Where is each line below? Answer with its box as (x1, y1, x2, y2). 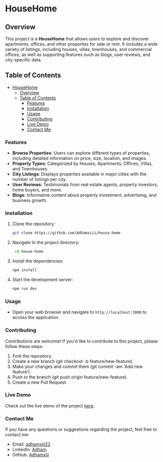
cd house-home (14, 249, 44, 254)
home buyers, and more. (12, 187, 63, 193)
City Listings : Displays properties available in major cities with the (12, 171, 147, 177)
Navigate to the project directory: (12, 240, 80, 246)
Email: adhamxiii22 (12, 441, 51, 447)
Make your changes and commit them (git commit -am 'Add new (12, 363, 143, 369)
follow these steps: (5, 343, 43, 349)
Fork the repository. (12, 353, 53, 359)
